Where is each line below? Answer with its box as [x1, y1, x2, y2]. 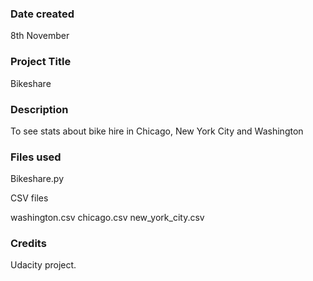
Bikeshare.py [10, 173, 65, 185]
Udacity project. [10, 259, 77, 271]
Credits [10, 237, 47, 251]
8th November [10, 30, 70, 42]
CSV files [10, 192, 49, 204]
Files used [10, 150, 62, 164]
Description [10, 102, 69, 116]
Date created [10, 7, 75, 21]
